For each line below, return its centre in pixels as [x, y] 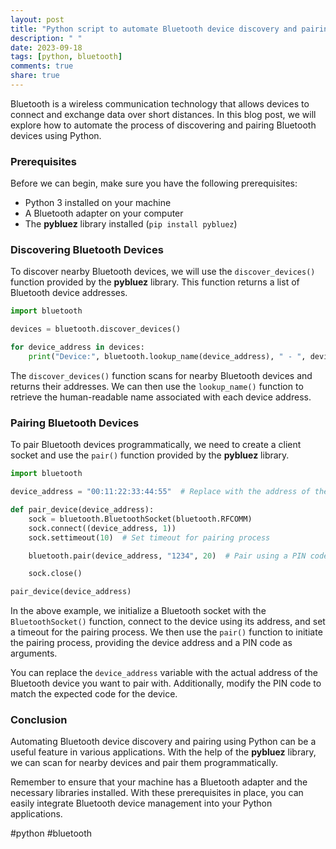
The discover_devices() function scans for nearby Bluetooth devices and [161, 375]
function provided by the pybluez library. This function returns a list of [155, 282]
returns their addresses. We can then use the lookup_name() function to [157, 386]
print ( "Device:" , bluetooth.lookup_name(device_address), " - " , [167, 357]
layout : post [37, 19]
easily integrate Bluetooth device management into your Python [141, 803]
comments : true [42, 66]
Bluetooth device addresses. [69, 293]
